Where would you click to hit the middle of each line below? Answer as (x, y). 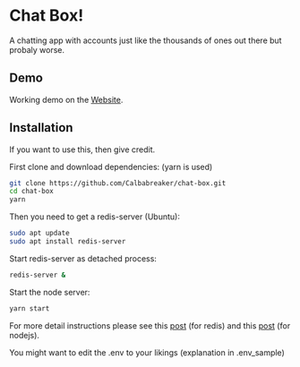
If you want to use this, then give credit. (82, 149)
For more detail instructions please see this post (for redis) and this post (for (150, 325)
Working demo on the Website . (66, 99)
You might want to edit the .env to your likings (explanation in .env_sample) (147, 352)
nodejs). (25, 335)
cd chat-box (31, 192)
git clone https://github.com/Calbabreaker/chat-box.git (118, 183)
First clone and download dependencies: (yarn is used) (111, 166)
